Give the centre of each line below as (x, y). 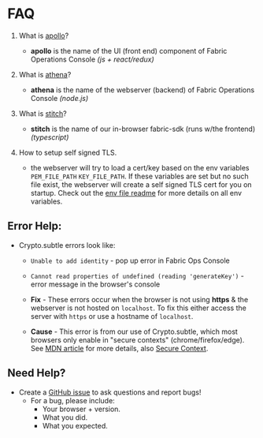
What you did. (65, 417)
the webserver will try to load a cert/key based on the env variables (140, 167)
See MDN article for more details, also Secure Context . (119, 348)
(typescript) (50, 137)
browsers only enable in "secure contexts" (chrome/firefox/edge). (137, 339)
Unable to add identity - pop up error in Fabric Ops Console (130, 260)
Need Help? (37, 373)
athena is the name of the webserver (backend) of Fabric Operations (143, 90)
